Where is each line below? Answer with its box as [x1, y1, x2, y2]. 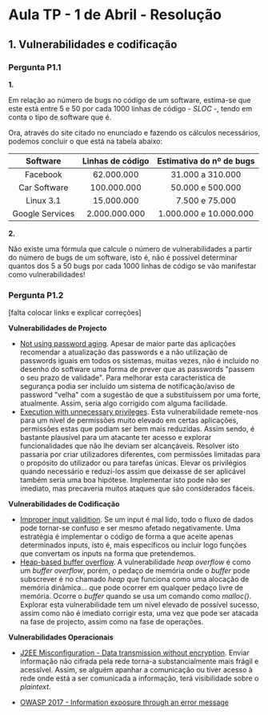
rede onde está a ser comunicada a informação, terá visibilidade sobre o [19, 673, 259, 683]
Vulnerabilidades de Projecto [8, 323, 107, 333]
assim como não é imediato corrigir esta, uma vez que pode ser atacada [19, 608, 258, 618]
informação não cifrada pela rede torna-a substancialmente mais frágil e [19, 656, 259, 666]
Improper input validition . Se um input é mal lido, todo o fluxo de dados [19, 515, 254, 524]
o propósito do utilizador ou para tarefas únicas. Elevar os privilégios [19, 458, 246, 468]
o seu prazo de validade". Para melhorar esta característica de [19, 373, 226, 382]
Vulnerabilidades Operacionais [8, 632, 114, 642]
